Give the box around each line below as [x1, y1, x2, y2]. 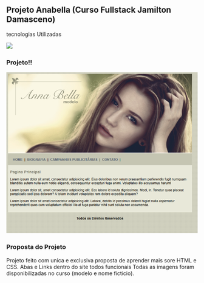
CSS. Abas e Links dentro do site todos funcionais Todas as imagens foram [6, 263, 194, 270]
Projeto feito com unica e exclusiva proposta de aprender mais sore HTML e [6, 256, 197, 264]
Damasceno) [6, 15, 56, 25]
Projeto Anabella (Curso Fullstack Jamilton [6, 5, 172, 15]
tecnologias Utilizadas [6, 30, 62, 38]
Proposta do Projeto [6, 243, 67, 251]
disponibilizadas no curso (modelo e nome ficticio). [6, 270, 135, 277]
